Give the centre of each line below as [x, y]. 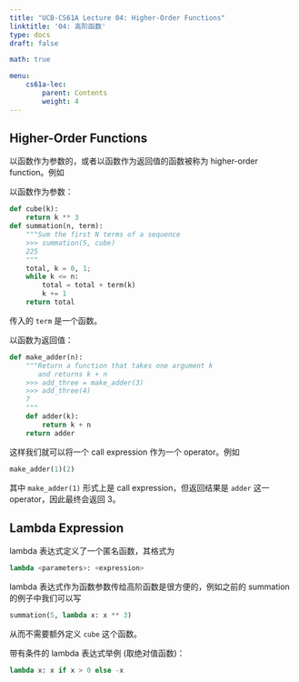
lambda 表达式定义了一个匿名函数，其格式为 [92, 551]
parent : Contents [75, 93]
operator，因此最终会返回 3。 [65, 499]
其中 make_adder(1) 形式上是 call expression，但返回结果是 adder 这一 [140, 487]
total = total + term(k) [89, 286]
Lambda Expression [67, 528]
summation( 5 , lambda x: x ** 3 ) [70, 616]
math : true [30, 60]
